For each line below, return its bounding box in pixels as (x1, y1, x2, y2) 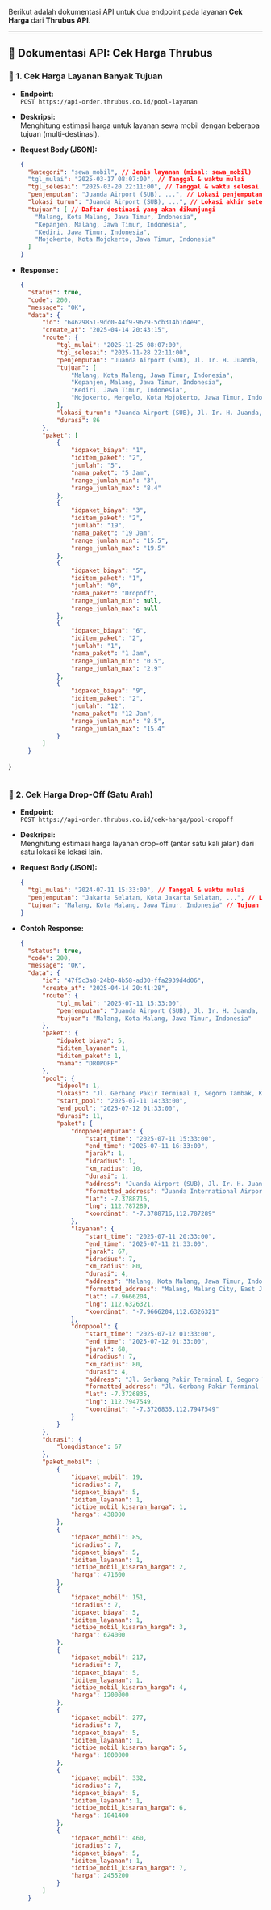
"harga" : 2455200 (71, 1872, 129, 1880)
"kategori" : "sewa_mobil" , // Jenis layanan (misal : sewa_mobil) (27, 167, 252, 176)
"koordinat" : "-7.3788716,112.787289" (85, 1209, 216, 1218)
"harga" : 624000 (71, 1631, 126, 1639)
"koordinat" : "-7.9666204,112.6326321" (85, 1307, 219, 1315)
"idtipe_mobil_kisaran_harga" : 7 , (71, 1864, 187, 1872)
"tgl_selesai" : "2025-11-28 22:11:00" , (56, 348, 191, 357)
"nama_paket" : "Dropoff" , (71, 589, 158, 597)
